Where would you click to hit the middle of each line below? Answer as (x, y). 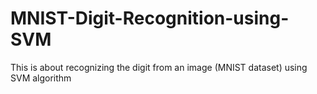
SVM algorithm (41, 78)
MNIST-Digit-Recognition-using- (150, 18)
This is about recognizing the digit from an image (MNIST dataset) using (159, 67)
